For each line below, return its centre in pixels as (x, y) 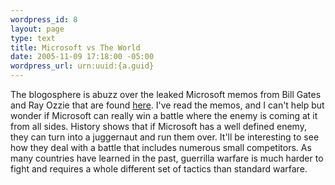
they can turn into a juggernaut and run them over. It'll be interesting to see (165, 137)
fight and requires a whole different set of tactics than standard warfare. (159, 169)
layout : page (37, 29)
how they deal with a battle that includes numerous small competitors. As (161, 147)
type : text (33, 38)
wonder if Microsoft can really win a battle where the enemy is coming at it (164, 115)
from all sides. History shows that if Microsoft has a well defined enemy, (158, 126)
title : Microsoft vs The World (75, 47)
